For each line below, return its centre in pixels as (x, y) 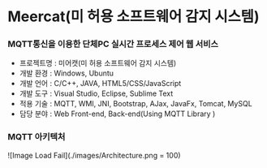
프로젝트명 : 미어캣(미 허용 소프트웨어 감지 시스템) (98, 63)
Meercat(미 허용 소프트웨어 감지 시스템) (133, 17)
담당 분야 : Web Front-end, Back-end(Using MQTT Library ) (117, 114)
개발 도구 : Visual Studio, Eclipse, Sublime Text (96, 93)
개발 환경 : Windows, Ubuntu (67, 73)
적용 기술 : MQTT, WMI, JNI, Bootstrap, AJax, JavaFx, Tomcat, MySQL (136, 104)
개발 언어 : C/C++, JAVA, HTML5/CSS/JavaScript (100, 84)
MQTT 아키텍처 (37, 137)
